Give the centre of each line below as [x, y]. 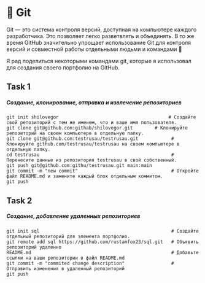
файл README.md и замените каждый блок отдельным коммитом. [85, 176]
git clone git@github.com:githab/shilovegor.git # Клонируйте [97, 128]
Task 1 [18, 87]
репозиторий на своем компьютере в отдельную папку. [75, 134]
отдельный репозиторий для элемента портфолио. [68, 236]
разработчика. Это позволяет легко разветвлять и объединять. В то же [100, 36]
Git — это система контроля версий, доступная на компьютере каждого [102, 29]
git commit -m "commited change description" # [90, 263]
